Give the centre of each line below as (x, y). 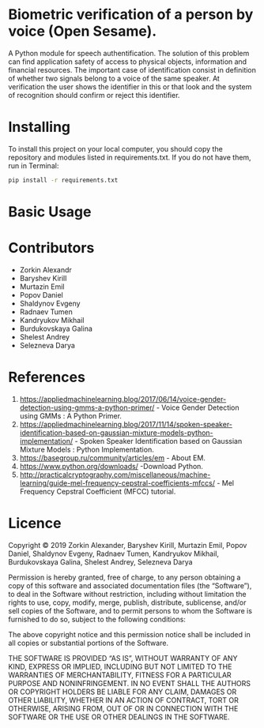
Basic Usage (50, 212)
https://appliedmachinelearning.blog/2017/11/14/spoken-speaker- (126, 424)
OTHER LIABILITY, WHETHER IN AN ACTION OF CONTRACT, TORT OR (123, 700)
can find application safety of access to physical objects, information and (128, 62)
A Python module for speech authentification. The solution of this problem (129, 53)
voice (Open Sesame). (83, 31)
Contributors (51, 248)
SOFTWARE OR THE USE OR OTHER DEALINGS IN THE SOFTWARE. (119, 717)
